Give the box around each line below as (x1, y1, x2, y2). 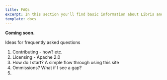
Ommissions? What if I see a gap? (12, 65, 82, 71)
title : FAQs (5, 7, 30, 12)
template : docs (5, 16, 37, 21)
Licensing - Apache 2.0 (12, 54, 61, 60)
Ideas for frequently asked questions (5, 40, 81, 45)
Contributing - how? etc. (12, 49, 63, 55)
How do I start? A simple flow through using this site (12, 60, 119, 66)
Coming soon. (5, 30, 35, 36)
